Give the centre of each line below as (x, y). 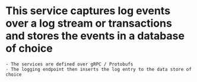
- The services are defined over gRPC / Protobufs (69, 64)
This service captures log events (88, 11)
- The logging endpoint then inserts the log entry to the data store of (99, 69)
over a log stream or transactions (89, 23)
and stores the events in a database (95, 36)
